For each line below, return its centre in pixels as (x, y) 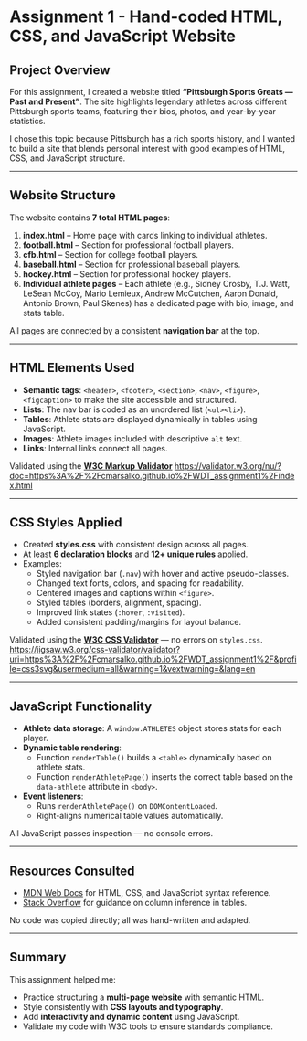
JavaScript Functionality (81, 706)
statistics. (27, 121)
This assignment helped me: (63, 979)
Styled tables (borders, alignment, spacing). (119, 603)
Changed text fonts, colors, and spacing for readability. (140, 583)
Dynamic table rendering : (72, 748)
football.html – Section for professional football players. (128, 245)
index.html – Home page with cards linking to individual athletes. (145, 235)
